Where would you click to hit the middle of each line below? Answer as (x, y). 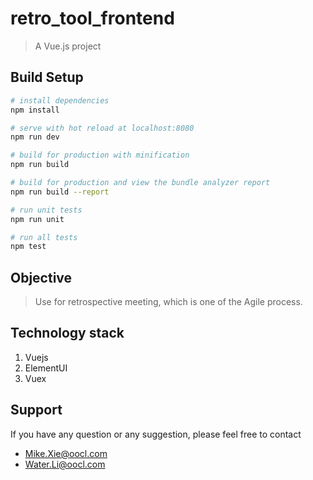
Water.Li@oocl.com (65, 464)
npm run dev (35, 137)
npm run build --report (60, 192)
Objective (41, 277)
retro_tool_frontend (92, 18)
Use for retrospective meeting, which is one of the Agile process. (168, 302)
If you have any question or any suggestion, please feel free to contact (156, 434)
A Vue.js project (68, 46)
